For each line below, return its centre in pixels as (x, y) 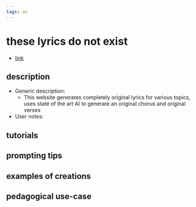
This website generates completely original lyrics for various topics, (107, 98)
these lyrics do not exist (67, 41)
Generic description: (40, 91)
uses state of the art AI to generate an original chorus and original (105, 104)
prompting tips (34, 156)
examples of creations (49, 176)
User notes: (29, 117)
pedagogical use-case (49, 196)
